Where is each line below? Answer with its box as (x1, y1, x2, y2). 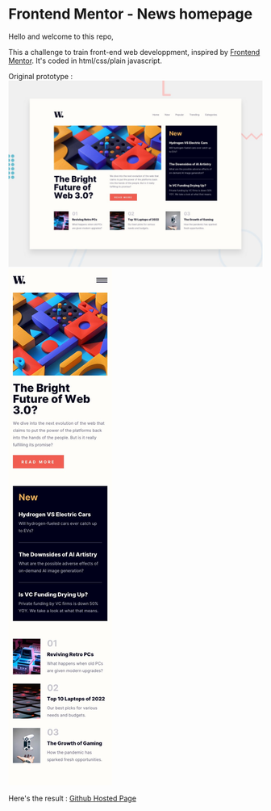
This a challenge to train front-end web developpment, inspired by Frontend (8, 47, 261, 57)
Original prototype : (8, 71, 73, 81)
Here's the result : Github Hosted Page (8, 793, 137, 804)
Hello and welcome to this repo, (8, 32, 115, 41)
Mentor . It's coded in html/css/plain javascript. (8, 56, 163, 65)
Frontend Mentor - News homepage (8, 5, 252, 23)
